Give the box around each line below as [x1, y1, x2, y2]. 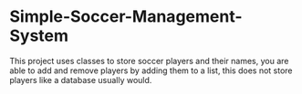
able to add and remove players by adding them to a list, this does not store [9, 65, 293, 76]
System [9, 25, 69, 46]
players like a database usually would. [9, 74, 152, 85]
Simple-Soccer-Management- [9, 6, 244, 27]
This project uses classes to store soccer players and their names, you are [9, 55, 289, 66]
